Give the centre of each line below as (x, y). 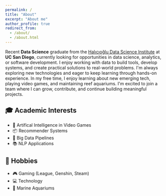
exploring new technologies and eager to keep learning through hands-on (81, 73)
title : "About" (21, 14)
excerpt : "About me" (27, 19)
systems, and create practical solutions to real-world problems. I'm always (82, 67)
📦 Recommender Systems (40, 131)
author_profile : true (28, 24)
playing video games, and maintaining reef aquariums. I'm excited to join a (82, 83)
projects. (14, 94)
